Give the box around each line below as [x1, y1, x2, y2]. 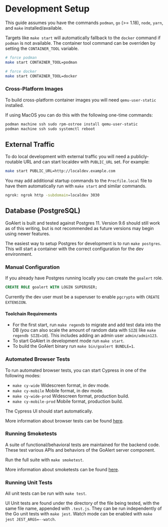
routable [5, 159, 23, 165]
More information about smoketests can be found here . [5, 466, 119, 472]
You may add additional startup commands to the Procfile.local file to [5, 178, 152, 184]
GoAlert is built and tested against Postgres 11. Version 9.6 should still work [5, 220, 160, 226]
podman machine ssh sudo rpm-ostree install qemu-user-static [5, 122, 138, 127]
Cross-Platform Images [5, 85, 64, 92]
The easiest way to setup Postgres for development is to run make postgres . [5, 240, 161, 246]
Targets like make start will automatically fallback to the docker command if [5, 35, 161, 41]
